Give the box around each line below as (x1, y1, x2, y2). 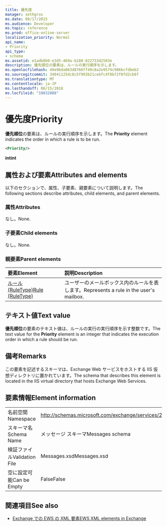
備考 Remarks (5, 352, 47, 360)
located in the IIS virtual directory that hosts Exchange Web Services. (5, 378, 147, 384)
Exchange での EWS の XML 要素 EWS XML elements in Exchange (12, 516, 147, 522)
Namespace (7, 416, 36, 423)
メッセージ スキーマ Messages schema (40, 431, 131, 438)
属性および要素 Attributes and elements (5, 171, 128, 179)
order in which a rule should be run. (5, 336, 78, 342)
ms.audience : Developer (5, 21, 55, 26)
